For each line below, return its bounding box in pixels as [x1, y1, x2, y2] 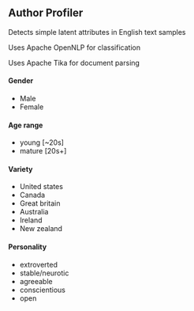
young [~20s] [19, 138, 65, 147]
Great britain [19, 199, 61, 208]
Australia [19, 207, 49, 217]
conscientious [19, 285, 65, 294]
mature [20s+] [19, 146, 67, 156]
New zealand [19, 224, 63, 233]
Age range [8, 120, 43, 130]
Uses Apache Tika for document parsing [8, 58, 140, 67]
